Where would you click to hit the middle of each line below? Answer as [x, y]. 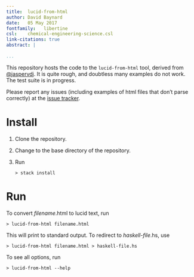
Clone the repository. [41, 138]
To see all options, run [33, 257]
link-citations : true [33, 39]
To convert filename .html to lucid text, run [58, 213]
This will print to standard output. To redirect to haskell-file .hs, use [88, 235]
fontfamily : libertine [37, 28]
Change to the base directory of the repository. [73, 150]
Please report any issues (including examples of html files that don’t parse [97, 92]
